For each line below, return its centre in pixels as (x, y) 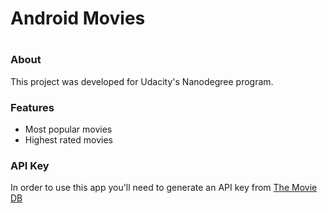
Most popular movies (68, 129)
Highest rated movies (68, 140)
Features (32, 107)
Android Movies (78, 18)
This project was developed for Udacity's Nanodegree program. (142, 81)
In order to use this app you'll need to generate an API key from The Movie (164, 188)
